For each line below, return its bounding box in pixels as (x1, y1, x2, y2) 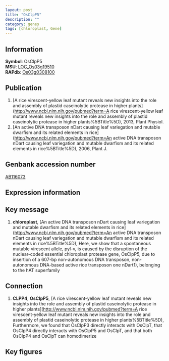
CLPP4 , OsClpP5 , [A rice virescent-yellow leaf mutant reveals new (12, 295, 152, 301)
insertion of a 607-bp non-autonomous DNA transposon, (12, 256, 131, 262)
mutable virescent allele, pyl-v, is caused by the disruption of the (12, 246, 148, 252)
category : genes (5, 21, 39, 27)
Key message (5, 205, 49, 214)
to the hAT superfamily (12, 267, 60, 273)
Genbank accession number (5, 160, 96, 169)
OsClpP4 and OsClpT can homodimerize (12, 333, 97, 339)
